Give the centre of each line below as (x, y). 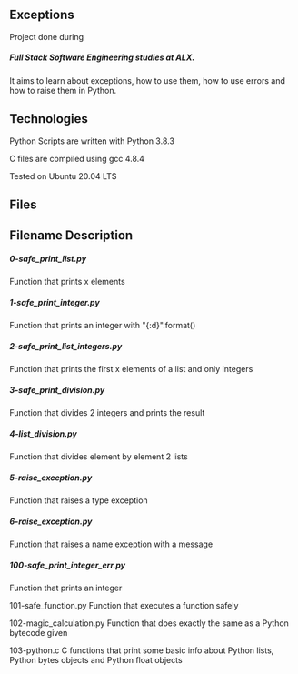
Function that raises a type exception (79, 500)
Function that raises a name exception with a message (111, 544)
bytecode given (39, 633)
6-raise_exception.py (51, 521)
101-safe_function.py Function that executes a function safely (124, 606)
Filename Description (71, 236)
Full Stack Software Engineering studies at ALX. (102, 57)
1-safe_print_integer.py (55, 302)
